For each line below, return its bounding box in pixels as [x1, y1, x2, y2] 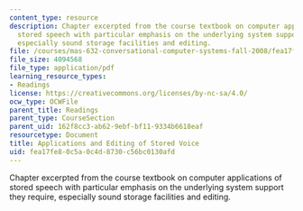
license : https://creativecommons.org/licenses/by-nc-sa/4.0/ [9, 88, 248, 97]
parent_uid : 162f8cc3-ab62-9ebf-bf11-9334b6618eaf [9, 123, 204, 132]
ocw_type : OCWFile [9, 96, 78, 106]
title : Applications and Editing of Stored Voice [9, 139, 200, 148]
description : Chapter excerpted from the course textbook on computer [9, 22, 280, 31]
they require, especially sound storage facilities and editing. [9, 191, 232, 202]
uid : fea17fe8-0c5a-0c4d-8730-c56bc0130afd [9, 147, 176, 156]
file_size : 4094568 [9, 55, 83, 64]
